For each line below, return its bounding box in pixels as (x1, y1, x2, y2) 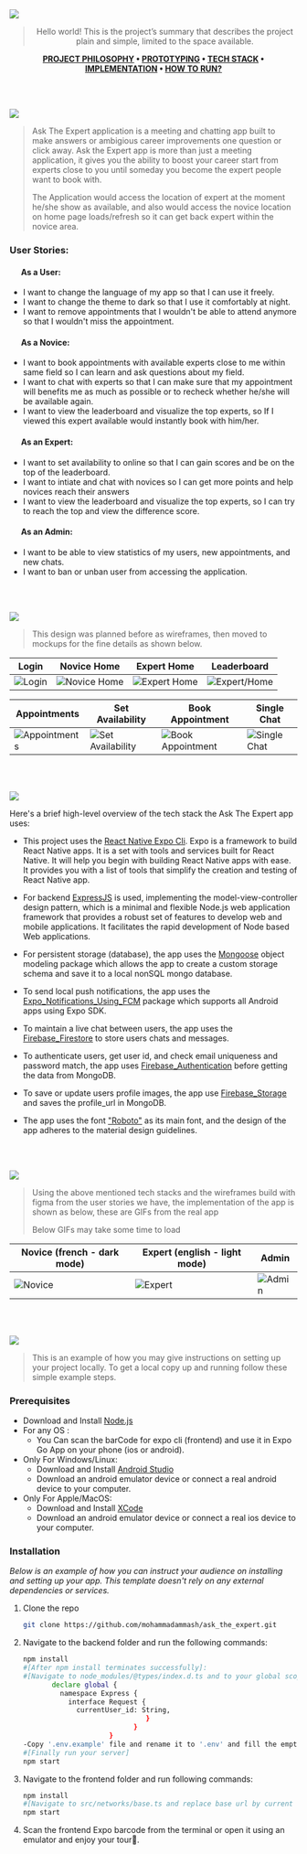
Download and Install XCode (36, 1503, 143, 1514)
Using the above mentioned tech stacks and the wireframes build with (31, 1186, 296, 1197)
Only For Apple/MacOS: (22, 1493, 112, 1504)
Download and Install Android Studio (36, 1463, 175, 1475)
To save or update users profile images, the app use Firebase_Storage (22, 1088, 288, 1098)
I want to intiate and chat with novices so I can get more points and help (22, 476, 294, 488)
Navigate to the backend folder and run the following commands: (22, 1637, 268, 1648)
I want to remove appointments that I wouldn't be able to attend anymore (22, 306, 297, 317)
